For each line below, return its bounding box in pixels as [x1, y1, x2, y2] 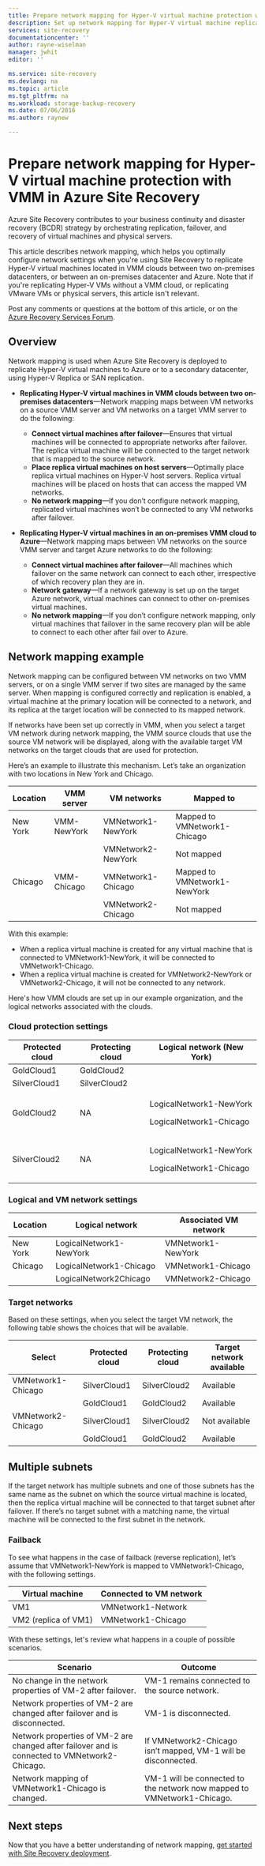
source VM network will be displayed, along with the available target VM [8, 736, 243, 747]
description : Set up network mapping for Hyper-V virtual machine [8, 19, 231, 27]
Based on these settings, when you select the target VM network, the [8, 1315, 233, 1324]
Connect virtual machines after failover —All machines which [31, 560, 233, 570]
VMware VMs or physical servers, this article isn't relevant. [8, 288, 200, 298]
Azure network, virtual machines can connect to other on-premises [31, 593, 250, 603]
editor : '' [8, 56, 44, 64]
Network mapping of [12, 1773, 89, 1784]
